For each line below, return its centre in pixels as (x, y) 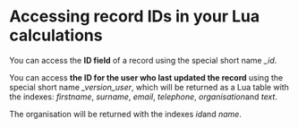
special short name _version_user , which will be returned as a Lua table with (149, 87)
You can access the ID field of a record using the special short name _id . (143, 60)
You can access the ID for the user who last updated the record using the (146, 77)
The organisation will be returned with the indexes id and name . (125, 114)
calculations (56, 35)
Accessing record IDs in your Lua (135, 17)
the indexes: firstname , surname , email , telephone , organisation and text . (143, 97)
